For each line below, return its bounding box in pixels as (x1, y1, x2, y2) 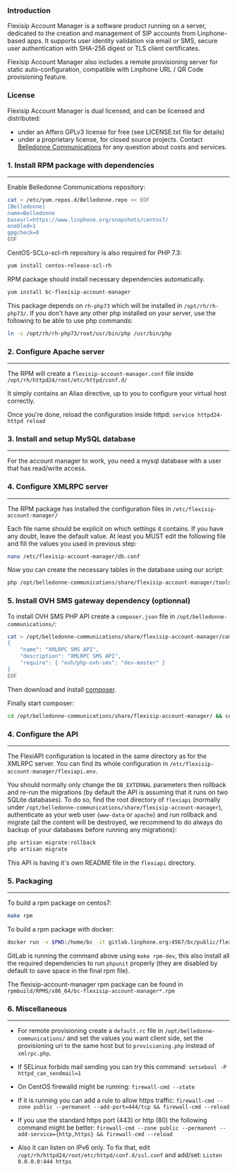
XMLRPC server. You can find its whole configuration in (7, 759, 169, 767)
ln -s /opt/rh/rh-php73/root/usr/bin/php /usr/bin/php (7, 330, 172, 337)
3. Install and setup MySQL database (7, 434, 136, 444)
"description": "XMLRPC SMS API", (20, 653, 121, 660)
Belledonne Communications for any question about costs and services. (17, 142, 227, 151)
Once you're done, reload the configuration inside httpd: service (7, 410, 195, 418)
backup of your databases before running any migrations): (7, 825, 178, 834)
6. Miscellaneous (7, 1003, 67, 1013)
